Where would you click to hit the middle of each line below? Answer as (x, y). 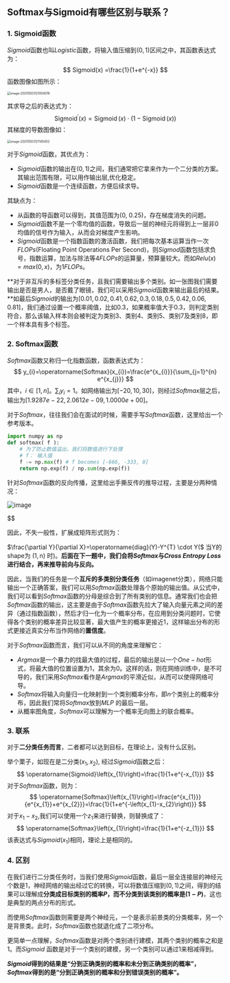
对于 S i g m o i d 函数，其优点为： (49, 154)
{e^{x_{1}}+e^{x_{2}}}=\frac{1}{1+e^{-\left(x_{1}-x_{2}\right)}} (111, 804)
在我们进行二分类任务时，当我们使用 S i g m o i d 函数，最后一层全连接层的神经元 (115, 876)
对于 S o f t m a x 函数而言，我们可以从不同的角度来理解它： (85, 645)
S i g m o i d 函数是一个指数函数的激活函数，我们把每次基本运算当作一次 (113, 241)
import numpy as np (35, 436)
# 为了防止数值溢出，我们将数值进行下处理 (71, 449)
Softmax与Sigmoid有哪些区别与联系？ (89, 12)
